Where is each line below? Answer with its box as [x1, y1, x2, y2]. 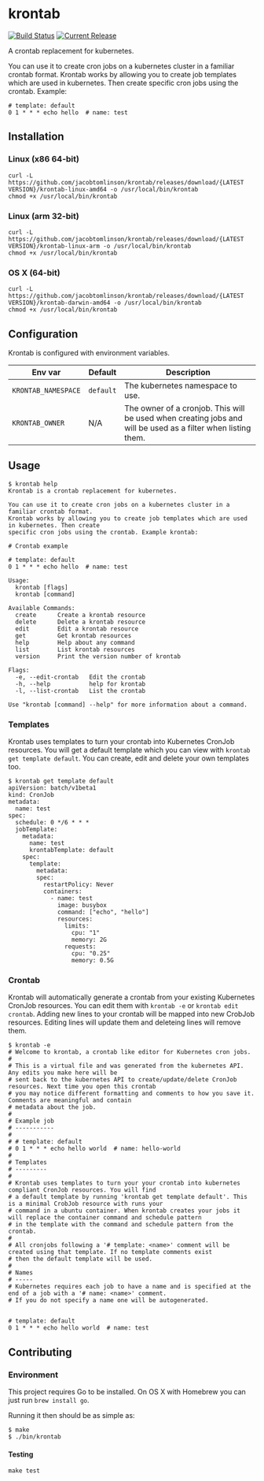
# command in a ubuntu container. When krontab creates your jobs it [8, 1207, 241, 1215]
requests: [64, 943, 97, 951]
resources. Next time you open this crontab [8, 1083, 156, 1091]
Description [166, 367, 211, 378]
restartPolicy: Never [42, 880, 114, 889]
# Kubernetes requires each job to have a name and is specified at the [8, 1282, 251, 1291]
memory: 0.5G [71, 957, 114, 965]
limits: [64, 922, 90, 930]
